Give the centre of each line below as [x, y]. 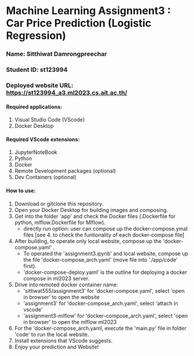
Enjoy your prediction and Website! [57, 347]
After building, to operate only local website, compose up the [88, 241]
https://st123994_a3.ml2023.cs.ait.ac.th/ [67, 93]
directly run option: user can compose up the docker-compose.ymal [105, 228]
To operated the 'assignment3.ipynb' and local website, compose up [106, 254]
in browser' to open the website [61, 297]
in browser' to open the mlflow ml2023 [70, 322]
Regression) [36, 36]
